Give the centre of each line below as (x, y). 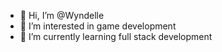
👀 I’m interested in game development (98, 26)
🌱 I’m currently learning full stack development (116, 36)
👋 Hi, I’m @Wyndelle (62, 15)
